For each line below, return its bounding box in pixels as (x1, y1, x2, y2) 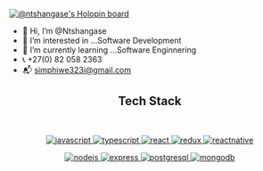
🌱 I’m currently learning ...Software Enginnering (21, 45, 197, 55)
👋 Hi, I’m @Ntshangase (21, 26, 107, 36)
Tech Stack (118, 94, 182, 109)
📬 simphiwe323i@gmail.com (21, 65, 132, 75)
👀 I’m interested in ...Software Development (21, 36, 182, 45)
